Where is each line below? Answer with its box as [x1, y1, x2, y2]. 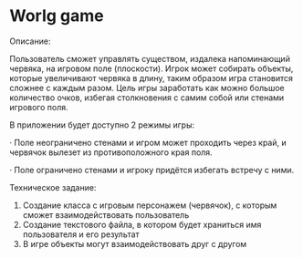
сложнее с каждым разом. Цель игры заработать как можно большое [9, 82, 285, 93]
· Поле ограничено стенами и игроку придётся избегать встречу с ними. [9, 164, 295, 175]
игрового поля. [9, 101, 68, 112]
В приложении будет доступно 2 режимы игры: [9, 119, 195, 130]
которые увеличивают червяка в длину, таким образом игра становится [9, 72, 294, 83]
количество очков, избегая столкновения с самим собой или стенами [9, 92, 285, 103]
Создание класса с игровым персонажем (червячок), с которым [22, 200, 277, 211]
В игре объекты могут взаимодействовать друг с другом [22, 238, 247, 249]
